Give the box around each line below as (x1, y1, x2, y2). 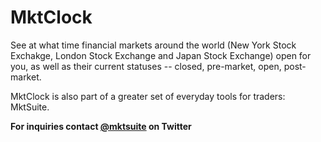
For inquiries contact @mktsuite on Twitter (10, 120, 192, 132)
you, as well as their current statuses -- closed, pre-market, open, (10, 60, 282, 72)
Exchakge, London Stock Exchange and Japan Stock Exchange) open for (10, 49, 312, 61)
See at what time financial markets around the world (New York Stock (10, 39, 297, 51)
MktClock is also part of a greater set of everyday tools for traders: (10, 90, 286, 102)
